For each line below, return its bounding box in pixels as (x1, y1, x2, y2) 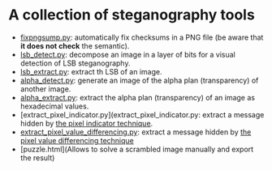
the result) (19, 152, 55, 163)
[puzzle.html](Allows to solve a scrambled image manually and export (19, 144, 254, 154)
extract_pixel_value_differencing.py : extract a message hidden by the (19, 127, 252, 137)
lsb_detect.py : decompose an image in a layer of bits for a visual (19, 49, 235, 59)
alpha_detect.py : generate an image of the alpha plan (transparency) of (19, 75, 259, 85)
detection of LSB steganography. (19, 58, 131, 68)
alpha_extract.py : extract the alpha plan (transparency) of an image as (19, 92, 256, 102)
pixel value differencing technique (19, 135, 134, 145)
